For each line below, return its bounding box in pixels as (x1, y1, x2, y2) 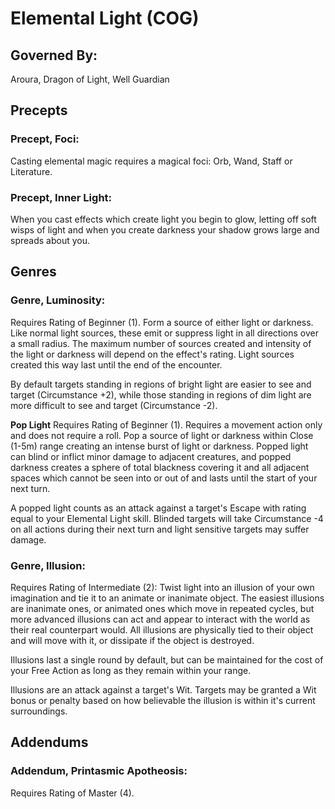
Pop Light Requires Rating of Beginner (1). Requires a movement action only (10, 418, 323, 431)
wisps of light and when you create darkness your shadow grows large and (10, 223, 320, 236)
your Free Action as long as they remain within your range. (10, 664, 252, 676)
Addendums (10, 734, 89, 751)
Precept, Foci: (10, 132, 80, 146)
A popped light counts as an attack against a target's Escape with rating (10, 502, 307, 514)
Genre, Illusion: (10, 558, 86, 572)
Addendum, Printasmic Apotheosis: (10, 764, 188, 778)
